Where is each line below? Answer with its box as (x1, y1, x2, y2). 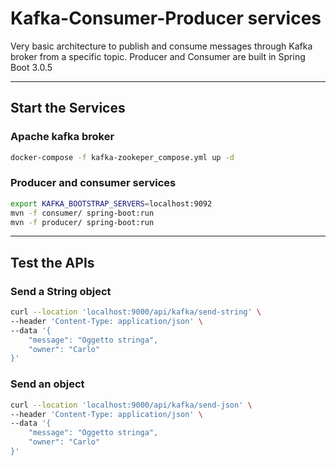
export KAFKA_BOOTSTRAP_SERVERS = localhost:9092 (10, 198, 213, 209)
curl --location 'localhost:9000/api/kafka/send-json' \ (10, 400, 253, 410)
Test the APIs (10, 254, 95, 271)
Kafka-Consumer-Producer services (10, 7, 322, 30)
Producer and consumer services (10, 176, 177, 190)
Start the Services (10, 100, 126, 117)
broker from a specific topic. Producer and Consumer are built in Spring (10, 50, 306, 62)
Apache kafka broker (10, 130, 115, 144)
